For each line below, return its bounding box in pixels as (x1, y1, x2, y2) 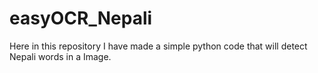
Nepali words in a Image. (9, 50, 112, 62)
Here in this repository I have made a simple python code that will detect (9, 40, 308, 52)
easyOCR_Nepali (9, 7, 153, 30)
